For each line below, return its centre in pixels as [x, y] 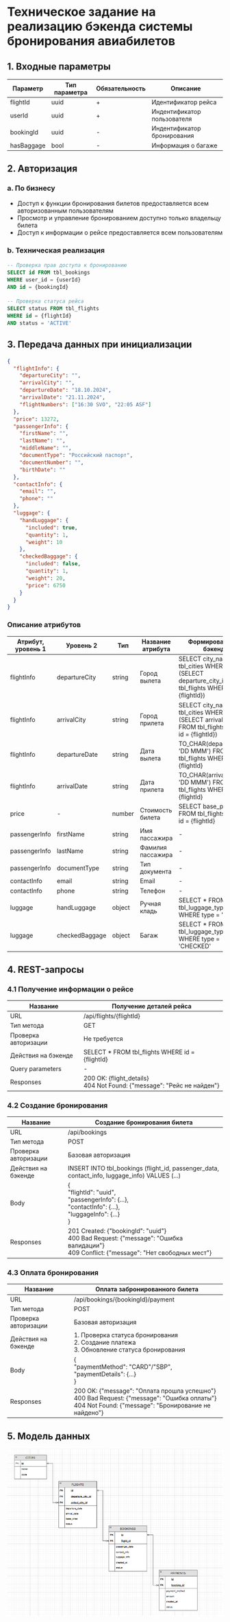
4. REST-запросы [46, 969]
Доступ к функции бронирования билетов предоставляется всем [113, 203]
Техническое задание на [81, 12]
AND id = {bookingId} [38, 287]
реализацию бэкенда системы [100, 26]
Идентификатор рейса [184, 102]
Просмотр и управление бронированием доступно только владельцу [119, 218]
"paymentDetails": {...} [105, 1374]
